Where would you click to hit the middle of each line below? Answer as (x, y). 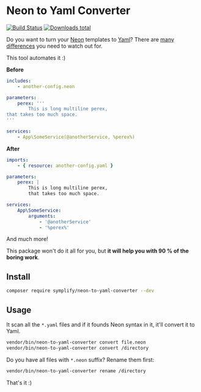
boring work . (23, 257)
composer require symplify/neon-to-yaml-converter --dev (80, 291)
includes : (19, 81)
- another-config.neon (46, 86)
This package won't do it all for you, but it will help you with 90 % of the (98, 251)
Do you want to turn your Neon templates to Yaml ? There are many (90, 39)
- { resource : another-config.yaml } (65, 166)
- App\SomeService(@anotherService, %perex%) (76, 137)
